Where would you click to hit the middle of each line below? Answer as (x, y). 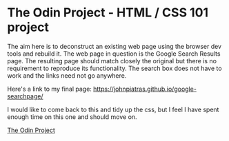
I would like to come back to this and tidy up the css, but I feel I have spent (113, 109)
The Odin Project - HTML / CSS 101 (108, 13)
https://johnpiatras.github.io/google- (145, 89)
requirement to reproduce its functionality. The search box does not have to (114, 68)
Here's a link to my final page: (49, 89)
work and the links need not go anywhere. (67, 75)
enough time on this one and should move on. (72, 117)
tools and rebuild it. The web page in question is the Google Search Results (114, 54)
